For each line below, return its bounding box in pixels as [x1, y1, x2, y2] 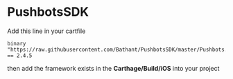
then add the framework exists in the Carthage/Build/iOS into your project [7, 64, 220, 72]
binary [7, 40, 26, 47]
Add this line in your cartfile [7, 27, 86, 35]
